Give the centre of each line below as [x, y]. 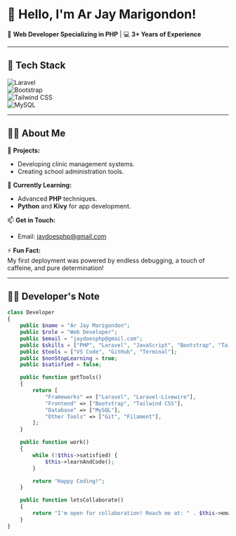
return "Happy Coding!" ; [69, 481]
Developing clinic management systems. [76, 163]
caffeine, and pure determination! [55, 268]
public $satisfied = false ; [61, 365]
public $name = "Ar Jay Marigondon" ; [75, 326]
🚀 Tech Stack [37, 66]
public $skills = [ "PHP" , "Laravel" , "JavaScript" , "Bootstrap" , [118, 345]
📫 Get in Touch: [32, 220]
